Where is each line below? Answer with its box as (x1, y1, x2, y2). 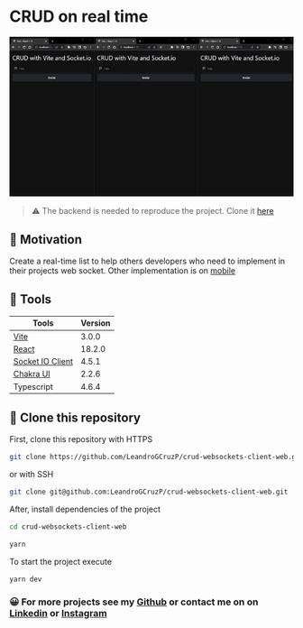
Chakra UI (13, 368, 51, 380)
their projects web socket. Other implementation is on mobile (9, 265, 236, 276)
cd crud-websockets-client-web (9, 522, 127, 531)
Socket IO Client (13, 356, 74, 367)
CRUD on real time (9, 6, 149, 27)
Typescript (13, 381, 54, 392)
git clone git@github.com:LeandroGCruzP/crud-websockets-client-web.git (9, 487, 289, 496)
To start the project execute (9, 556, 113, 567)
